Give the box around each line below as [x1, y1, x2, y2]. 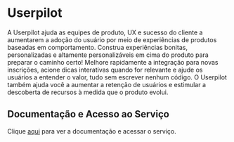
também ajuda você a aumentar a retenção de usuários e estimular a [7, 80, 206, 89]
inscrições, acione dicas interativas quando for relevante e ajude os [7, 65, 203, 74]
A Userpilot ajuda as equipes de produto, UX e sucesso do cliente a [7, 28, 203, 37]
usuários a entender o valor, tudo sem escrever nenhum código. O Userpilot [7, 72, 227, 82]
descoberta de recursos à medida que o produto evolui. [7, 88, 169, 96]
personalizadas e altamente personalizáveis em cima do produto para [7, 51, 209, 59]
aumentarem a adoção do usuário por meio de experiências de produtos [7, 35, 217, 44]
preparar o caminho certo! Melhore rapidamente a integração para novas [7, 58, 219, 66]
